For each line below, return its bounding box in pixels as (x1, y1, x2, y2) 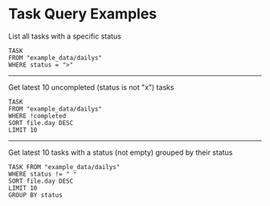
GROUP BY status (8, 191, 63, 199)
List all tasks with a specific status (8, 31, 122, 41)
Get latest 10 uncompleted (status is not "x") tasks (8, 82, 174, 92)
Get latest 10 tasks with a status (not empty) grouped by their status (8, 147, 233, 157)
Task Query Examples (8, 5, 157, 23)
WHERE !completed (8, 111, 67, 120)
